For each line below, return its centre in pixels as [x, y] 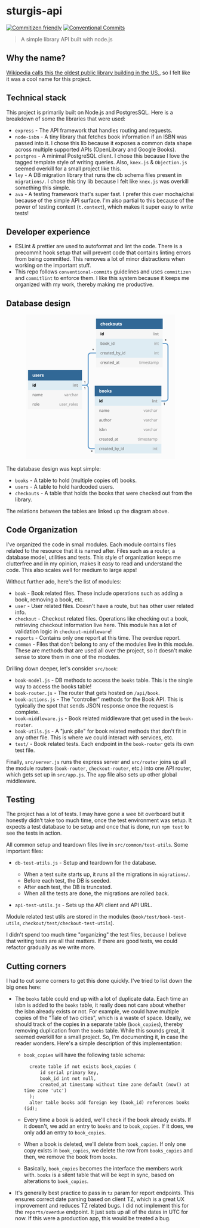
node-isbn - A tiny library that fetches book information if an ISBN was [101, 137]
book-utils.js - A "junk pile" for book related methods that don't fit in [101, 731]
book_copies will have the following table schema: [84, 1055]
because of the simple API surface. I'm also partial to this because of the [104, 200]
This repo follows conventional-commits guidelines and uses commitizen [103, 272]
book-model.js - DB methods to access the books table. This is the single [104, 680]
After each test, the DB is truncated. [68, 887]
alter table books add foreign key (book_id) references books [109, 1103]
